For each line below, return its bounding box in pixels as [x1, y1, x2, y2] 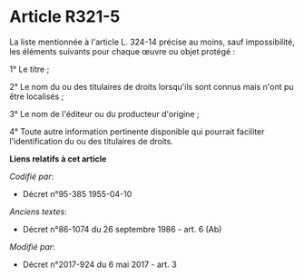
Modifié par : [9, 241, 56, 252]
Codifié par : [9, 171, 54, 182]
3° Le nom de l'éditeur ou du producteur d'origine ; [9, 108, 200, 119]
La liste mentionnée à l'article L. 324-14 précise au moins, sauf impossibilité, [9, 36, 295, 47]
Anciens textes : [9, 206, 68, 217]
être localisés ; [9, 91, 64, 102]
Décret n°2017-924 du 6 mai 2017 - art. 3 [22, 259, 177, 270]
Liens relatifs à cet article [9, 153, 107, 164]
